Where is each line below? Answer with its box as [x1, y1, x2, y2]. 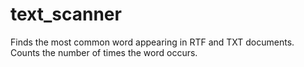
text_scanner [10, 3, 122, 26]
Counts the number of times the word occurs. [10, 46, 198, 58]
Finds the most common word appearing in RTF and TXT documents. [10, 36, 295, 48]
